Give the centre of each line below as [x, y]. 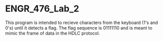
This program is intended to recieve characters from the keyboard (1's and [82, 22]
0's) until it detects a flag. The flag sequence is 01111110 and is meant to [79, 27]
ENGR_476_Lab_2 [42, 9]
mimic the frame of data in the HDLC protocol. [52, 33]
